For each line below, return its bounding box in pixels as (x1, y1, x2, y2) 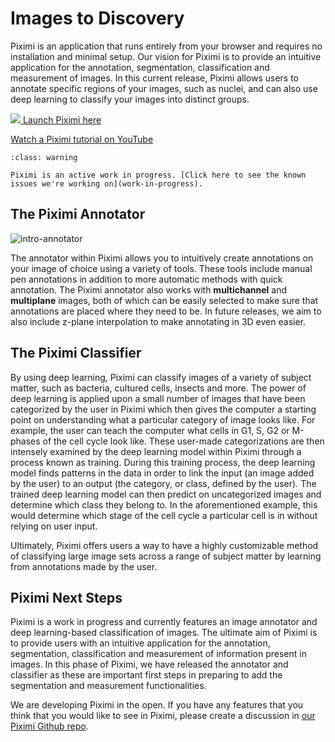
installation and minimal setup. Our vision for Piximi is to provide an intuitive (10, 50, 322, 62)
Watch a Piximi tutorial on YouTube (10, 133, 154, 145)
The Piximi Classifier (10, 345, 142, 362)
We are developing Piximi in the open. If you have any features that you (10, 699, 304, 711)
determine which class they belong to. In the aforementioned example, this (10, 498, 318, 511)
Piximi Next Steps (10, 589, 123, 606)
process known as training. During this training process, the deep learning (10, 456, 316, 468)
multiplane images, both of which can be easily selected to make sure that (10, 294, 319, 306)
